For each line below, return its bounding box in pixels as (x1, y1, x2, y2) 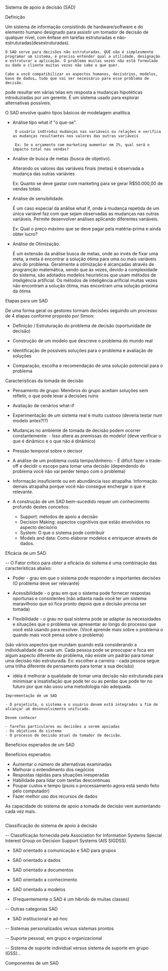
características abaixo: (5, 565, 52, 571)
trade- (149, 458, 162, 464)
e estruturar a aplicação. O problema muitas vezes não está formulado (5, 58, 158, 63)
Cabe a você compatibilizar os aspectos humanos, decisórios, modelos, (5, 71, 158, 77)
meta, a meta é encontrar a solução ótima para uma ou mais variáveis (12, 256, 156, 262)
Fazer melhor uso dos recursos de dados (12, 793, 98, 799)
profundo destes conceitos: (12, 504, 70, 510)
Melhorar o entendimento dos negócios (12, 767, 94, 772)
